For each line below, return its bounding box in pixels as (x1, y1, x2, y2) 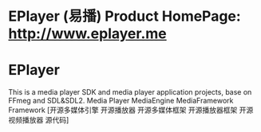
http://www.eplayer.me (8, 25, 168, 43)
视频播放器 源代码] (8, 115, 69, 125)
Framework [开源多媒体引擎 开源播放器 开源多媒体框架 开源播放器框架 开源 (8, 105, 254, 115)
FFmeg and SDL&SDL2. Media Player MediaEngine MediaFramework (8, 96, 234, 106)
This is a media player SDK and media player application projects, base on (8, 87, 252, 97)
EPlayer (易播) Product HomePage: (8, 7, 241, 25)
